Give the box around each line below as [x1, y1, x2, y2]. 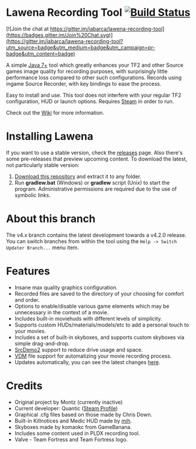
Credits [6, 379, 43, 392]
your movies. [14, 327, 46, 334]
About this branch [6, 212, 95, 226]
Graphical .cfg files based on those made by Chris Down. [14, 411, 153, 418]
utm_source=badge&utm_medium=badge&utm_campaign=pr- [6, 44, 156, 51]
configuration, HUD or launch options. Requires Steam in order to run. [6, 97, 174, 105]
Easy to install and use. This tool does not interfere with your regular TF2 [6, 91, 181, 98]
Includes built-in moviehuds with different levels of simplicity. [14, 315, 163, 322]
